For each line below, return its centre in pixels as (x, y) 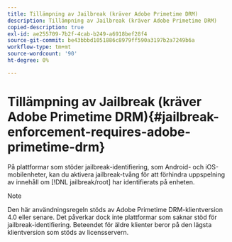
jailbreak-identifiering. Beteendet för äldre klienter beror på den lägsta (110, 224)
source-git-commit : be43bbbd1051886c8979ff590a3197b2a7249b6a (101, 41)
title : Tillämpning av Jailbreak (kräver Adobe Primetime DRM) (103, 14)
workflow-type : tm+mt (39, 47)
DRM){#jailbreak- (167, 116)
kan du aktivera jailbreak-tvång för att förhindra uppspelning (137, 174)
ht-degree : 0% (28, 60)
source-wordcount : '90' (43, 54)
